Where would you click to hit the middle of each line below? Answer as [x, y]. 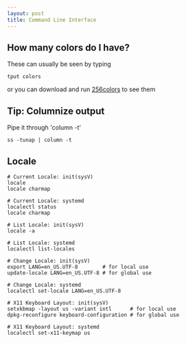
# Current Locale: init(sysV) [50, 177]
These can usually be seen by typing [59, 64]
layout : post [26, 13]
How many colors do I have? [69, 48]
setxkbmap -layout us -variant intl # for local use [92, 309]
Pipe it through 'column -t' [44, 128]
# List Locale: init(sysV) [46, 225]
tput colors [24, 77]
